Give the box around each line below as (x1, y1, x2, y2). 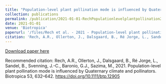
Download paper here (5, 48, 49, 54)
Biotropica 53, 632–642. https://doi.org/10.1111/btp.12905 (5, 73, 120, 79)
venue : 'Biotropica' (5, 26, 48, 30)
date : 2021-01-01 (5, 21, 41, 26)
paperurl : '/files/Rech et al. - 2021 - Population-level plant (5, 30, 140, 35)
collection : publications (5, 12, 58, 17)
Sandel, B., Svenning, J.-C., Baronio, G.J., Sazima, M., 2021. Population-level (5, 62, 161, 69)
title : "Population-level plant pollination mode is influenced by (5, 7, 147, 12)
